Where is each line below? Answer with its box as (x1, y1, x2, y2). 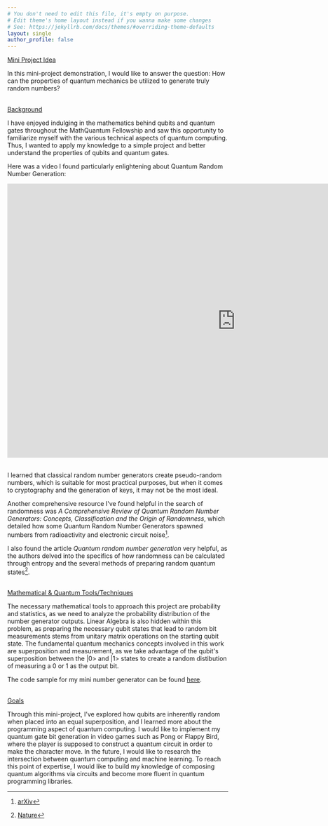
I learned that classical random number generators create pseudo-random (7, 471, 222, 479)
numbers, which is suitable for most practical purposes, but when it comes (7, 479, 223, 487)
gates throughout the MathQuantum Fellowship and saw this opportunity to (7, 126, 224, 135)
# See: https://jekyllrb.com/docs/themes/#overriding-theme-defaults (7, 23, 215, 30)
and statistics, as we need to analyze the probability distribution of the (7, 610, 210, 618)
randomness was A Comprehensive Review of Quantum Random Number (7, 507, 219, 516)
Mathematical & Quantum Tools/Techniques (7, 589, 134, 597)
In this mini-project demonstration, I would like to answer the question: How (7, 69, 226, 78)
